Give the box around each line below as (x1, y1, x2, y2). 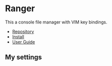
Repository (12, 28, 34, 34)
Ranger (5, 3, 35, 14)
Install (12, 34, 24, 40)
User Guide (12, 39, 35, 44)
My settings (5, 53, 42, 62)
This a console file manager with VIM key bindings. (5, 19, 108, 25)
